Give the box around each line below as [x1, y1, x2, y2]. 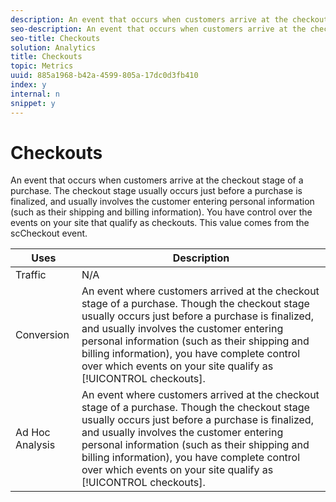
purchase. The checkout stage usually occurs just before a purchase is [10, 185, 303, 197]
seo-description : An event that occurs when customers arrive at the [10, 24, 307, 34]
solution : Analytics [10, 42, 97, 53]
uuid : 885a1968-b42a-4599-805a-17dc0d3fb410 [10, 71, 199, 81]
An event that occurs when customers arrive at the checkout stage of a [10, 174, 304, 186]
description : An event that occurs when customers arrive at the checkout [10, 14, 329, 25]
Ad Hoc [15, 426, 51, 440]
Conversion [15, 328, 70, 342]
